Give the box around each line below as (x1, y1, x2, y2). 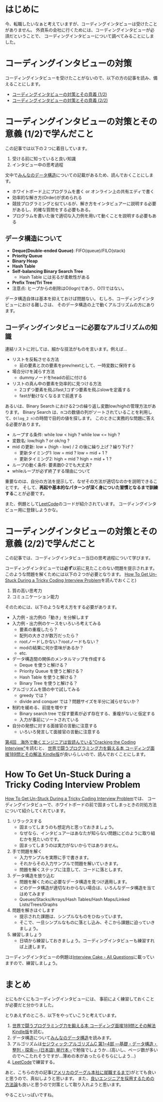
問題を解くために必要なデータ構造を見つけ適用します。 (19, 879, 130, 885)
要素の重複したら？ (19, 627, 58, 632)
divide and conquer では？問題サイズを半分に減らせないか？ (19, 698, 140, 704)
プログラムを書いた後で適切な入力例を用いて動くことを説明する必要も (12, 213, 152, 219)
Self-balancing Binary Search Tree (12, 268, 83, 274)
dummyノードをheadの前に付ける (19, 374, 87, 381)
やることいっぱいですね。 (5, 1092, 56, 1098)
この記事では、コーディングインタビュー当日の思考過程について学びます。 (5, 555, 153, 561)
